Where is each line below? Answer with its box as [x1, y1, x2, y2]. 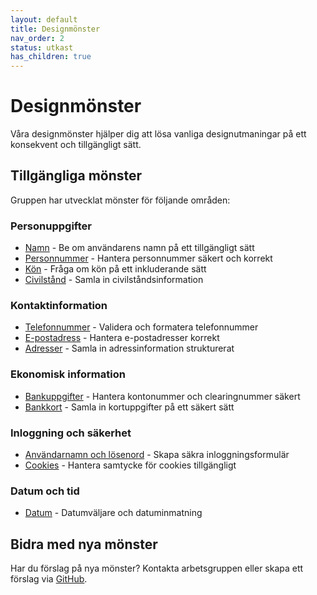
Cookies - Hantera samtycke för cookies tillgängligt [24, 459, 237, 471]
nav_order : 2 [10, 33, 65, 43]
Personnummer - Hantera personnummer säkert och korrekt [24, 252, 273, 265]
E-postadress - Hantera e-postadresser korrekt [24, 332, 220, 344]
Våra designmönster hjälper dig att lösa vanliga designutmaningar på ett [10, 128, 307, 140]
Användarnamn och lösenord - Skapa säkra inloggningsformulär [24, 449, 290, 461]
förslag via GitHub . [10, 573, 88, 585]
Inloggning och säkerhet [10, 426, 132, 440]
